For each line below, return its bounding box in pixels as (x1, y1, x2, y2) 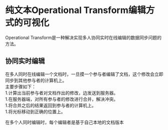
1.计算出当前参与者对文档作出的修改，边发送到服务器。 (5, 89, 118, 95)
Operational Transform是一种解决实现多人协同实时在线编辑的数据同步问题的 (5, 34, 162, 40)
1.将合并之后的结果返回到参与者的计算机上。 (5, 102, 96, 108)
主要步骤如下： (5, 83, 36, 89)
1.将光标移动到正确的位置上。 (5, 108, 66, 114)
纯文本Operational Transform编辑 (5, 4, 146, 16)
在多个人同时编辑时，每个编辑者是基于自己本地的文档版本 (5, 119, 124, 125)
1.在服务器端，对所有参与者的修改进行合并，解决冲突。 (5, 96, 118, 102)
